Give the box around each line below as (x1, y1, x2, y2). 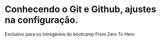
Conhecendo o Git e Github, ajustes (5, 4, 156, 15)
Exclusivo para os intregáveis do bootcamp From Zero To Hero (5, 31, 135, 37)
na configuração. (5, 14, 79, 26)
